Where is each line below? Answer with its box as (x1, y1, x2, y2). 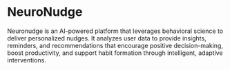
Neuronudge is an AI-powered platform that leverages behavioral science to (7, 27, 223, 35)
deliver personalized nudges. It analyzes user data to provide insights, (7, 34, 207, 42)
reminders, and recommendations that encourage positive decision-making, (7, 41, 223, 49)
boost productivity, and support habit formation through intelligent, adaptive (7, 49, 223, 57)
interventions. (7, 56, 46, 64)
